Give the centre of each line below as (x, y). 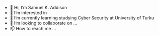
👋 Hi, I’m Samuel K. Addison (38, 8)
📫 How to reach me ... (33, 28)
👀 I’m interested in (28, 13)
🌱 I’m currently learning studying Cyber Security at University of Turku (82, 18)
